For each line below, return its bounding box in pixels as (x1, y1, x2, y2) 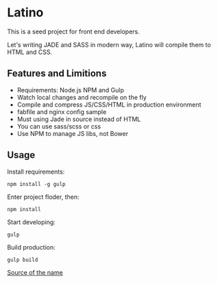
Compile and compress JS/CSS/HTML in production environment (16, 100, 202, 109)
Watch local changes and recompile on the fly (16, 93, 147, 101)
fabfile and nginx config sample (16, 107, 107, 116)
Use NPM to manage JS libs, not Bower (16, 129, 129, 137)
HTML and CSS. (7, 48, 53, 56)
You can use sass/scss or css (16, 122, 101, 131)
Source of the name (7, 268, 63, 276)
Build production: (7, 243, 56, 251)
